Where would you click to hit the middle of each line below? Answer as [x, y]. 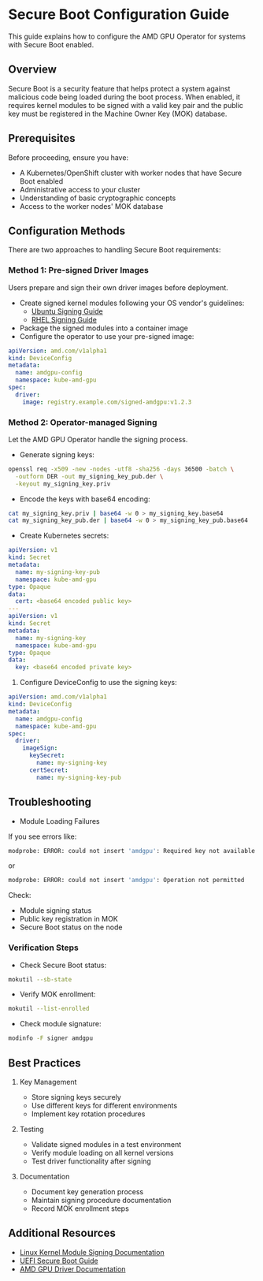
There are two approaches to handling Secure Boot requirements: [115, 250]
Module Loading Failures [59, 821]
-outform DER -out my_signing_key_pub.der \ [89, 476]
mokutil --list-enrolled [49, 1009]
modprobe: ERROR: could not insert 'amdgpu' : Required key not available [132, 851]
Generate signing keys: [57, 454]
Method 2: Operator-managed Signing [83, 422]
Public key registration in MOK [69, 919]
